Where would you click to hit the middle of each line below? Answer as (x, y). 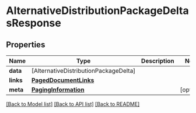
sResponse (34, 23)
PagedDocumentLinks (63, 80)
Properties (26, 45)
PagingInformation (58, 90)
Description (158, 61)
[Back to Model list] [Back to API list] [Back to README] (73, 104)
